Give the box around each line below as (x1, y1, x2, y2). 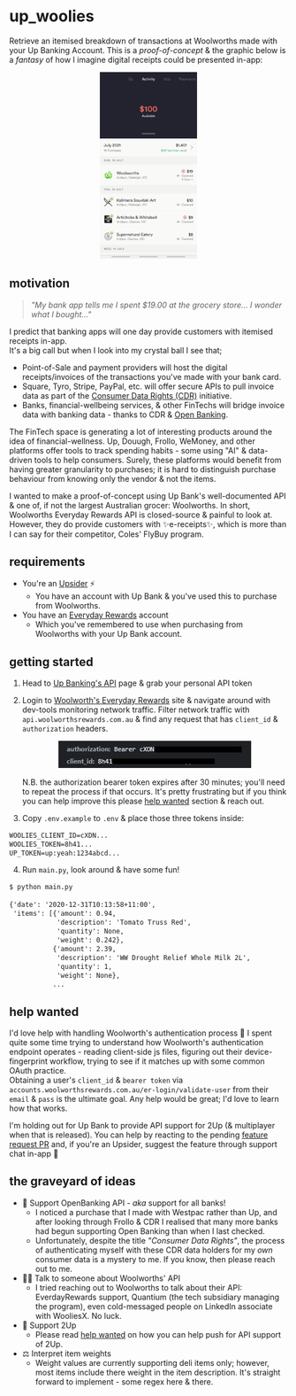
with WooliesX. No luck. (34, 1310, 122, 1321)
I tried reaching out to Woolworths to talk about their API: (34, 1282, 243, 1292)
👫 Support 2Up (21, 1320, 77, 1330)
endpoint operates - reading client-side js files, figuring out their (9, 1046, 243, 1057)
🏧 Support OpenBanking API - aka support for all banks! (21, 1198, 226, 1208)
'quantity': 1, (56, 963, 113, 972)
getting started (9, 654, 94, 670)
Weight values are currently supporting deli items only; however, (34, 1357, 269, 1368)
